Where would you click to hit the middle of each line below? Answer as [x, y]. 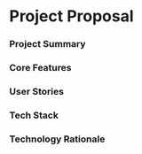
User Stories [37, 91]
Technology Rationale [57, 139]
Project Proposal [72, 16]
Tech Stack [34, 115]
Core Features [40, 68]
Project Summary [47, 44]
